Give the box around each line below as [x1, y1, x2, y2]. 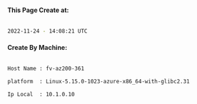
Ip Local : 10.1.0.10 [7, 91, 75, 98]
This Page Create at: [7, 6, 69, 14]
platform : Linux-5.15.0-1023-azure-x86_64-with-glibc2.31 [7, 78, 191, 85]
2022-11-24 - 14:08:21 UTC [7, 28, 88, 35]
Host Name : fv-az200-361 [7, 65, 84, 73]
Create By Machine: [7, 43, 68, 51]
